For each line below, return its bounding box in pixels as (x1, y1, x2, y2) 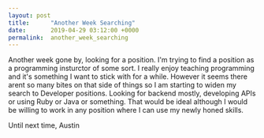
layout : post (8, 11, 51, 20)
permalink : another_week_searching (8, 33, 128, 42)
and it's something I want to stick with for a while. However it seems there (8, 72, 248, 81)
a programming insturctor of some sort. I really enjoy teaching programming (8, 64, 255, 73)
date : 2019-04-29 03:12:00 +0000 (8, 26, 139, 34)
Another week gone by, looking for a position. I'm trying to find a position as (8, 55, 255, 65)
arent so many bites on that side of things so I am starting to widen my (8, 80, 236, 90)
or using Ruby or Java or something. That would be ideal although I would (8, 97, 248, 106)
